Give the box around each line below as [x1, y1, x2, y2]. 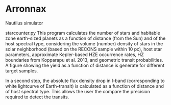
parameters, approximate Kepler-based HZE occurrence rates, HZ [5, 51, 144, 58]
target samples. [5, 67, 38, 74]
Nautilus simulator [5, 20, 43, 26]
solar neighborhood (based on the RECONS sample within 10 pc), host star [5, 46, 162, 52]
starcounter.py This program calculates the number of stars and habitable [5, 30, 160, 36]
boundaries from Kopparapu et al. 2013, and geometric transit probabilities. [5, 57, 163, 63]
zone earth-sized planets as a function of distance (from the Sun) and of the [5, 35, 166, 41]
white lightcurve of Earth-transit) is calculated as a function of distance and [5, 83, 164, 89]
